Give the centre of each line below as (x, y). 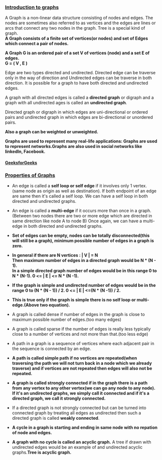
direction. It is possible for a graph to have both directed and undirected (77, 83)
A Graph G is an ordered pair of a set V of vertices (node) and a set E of (77, 53)
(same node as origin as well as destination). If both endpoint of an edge (84, 191)
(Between (22, 216)
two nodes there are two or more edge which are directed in (92, 216)
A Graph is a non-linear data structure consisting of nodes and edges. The (79, 18)
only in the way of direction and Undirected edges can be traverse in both (79, 78)
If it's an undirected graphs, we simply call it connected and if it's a (81, 393)
